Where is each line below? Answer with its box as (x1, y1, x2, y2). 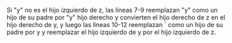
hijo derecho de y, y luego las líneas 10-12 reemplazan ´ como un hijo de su (6, 21, 224, 28)
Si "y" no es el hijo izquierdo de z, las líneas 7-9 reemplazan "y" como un (6, 6, 218, 14)
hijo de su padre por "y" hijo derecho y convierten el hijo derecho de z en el (6, 13, 226, 21)
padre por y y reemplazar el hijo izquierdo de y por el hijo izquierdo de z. (6, 28, 217, 36)
